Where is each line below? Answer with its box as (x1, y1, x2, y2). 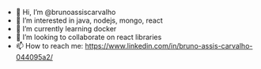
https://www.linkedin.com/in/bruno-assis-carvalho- (85, 42, 253, 50)
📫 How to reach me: (15, 42, 84, 50)
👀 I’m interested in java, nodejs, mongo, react (15, 16, 164, 25)
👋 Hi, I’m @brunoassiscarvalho (15, 8, 116, 16)
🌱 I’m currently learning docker (15, 24, 117, 33)
